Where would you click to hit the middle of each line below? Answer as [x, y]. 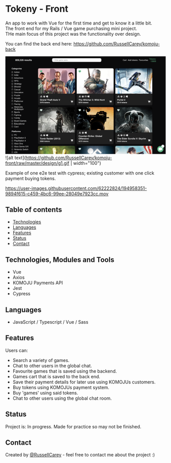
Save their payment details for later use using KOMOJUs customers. [84, 382]
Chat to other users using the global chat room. [62, 398]
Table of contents [34, 210]
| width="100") [86, 163]
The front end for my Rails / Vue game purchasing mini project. [71, 28]
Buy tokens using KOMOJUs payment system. [61, 387]
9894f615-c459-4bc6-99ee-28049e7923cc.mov [57, 193]
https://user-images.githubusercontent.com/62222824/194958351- [76, 188]
